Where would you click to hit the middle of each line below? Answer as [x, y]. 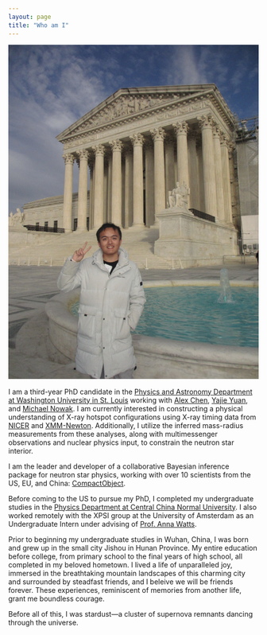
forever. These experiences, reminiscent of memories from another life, [125, 590]
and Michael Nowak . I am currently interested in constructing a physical [126, 408]
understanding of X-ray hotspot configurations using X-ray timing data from [132, 417]
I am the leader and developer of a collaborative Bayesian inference [119, 466]
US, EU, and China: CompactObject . [67, 483]
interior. [21, 450]
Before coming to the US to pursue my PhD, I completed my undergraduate [131, 498]
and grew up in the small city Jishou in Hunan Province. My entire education [133, 547]
